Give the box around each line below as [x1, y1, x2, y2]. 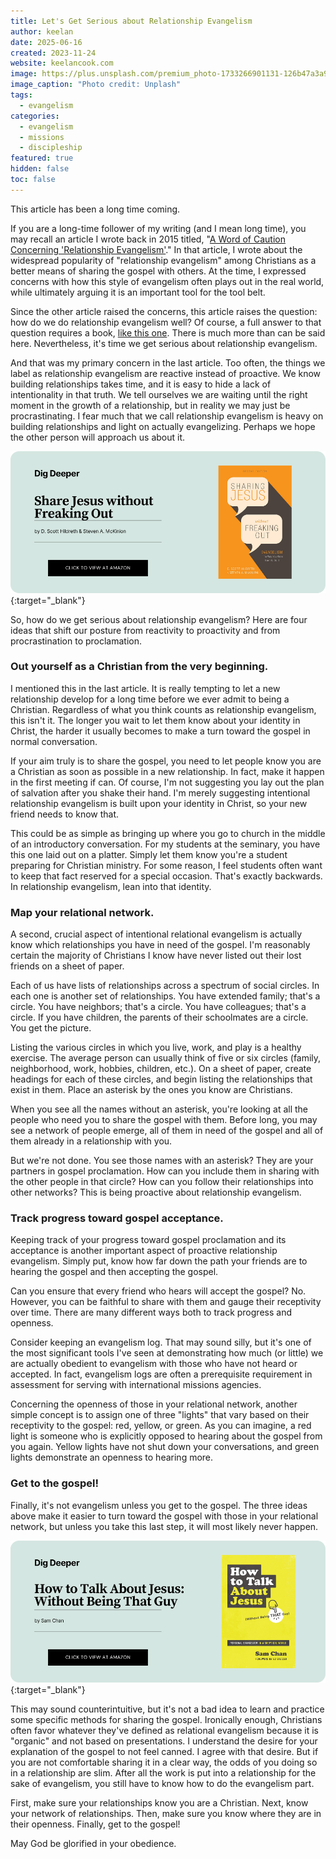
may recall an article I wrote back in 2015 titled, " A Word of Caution [10, 233, 286, 245]
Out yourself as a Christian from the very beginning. [10, 660, 269, 674]
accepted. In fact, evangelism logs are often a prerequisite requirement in [10, 1368, 313, 1380]
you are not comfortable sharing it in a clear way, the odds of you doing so [10, 1756, 318, 1768]
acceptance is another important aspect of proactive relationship [10, 1245, 278, 1257]
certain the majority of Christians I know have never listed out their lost [10, 950, 302, 962]
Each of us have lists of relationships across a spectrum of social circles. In [10, 980, 320, 992]
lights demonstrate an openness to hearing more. [10, 1451, 214, 1464]
